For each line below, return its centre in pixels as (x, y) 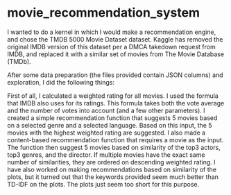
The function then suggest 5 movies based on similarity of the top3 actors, (114, 147)
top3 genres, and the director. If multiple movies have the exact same (106, 155)
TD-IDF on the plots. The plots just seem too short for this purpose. (103, 184)
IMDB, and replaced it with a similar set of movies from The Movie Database (115, 54)
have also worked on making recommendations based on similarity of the (112, 169)
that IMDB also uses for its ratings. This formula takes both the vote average (116, 103)
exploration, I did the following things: (61, 82)
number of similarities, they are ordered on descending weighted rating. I (112, 162)
